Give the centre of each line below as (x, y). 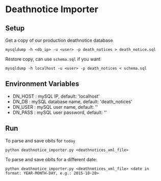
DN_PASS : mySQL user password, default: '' (60, 112)
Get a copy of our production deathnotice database (59, 40)
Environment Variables (42, 84)
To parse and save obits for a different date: (51, 159)
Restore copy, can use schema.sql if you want (53, 59)
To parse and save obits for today (40, 140)
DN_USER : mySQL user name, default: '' (55, 107)
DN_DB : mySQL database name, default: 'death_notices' (72, 101)
